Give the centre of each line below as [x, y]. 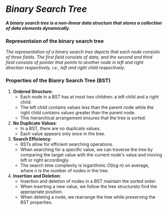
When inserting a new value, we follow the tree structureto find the [88, 186]
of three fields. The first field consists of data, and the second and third [79, 57]
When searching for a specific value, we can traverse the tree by [86, 149]
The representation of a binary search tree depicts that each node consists [83, 52]
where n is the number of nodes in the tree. [65, 170]
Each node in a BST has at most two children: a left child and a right [89, 97]
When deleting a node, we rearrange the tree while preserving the [88, 197]
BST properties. [36, 202]
